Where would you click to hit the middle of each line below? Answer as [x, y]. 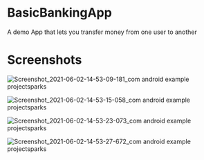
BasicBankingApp [59, 13]
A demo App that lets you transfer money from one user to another [102, 32]
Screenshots [45, 60]
